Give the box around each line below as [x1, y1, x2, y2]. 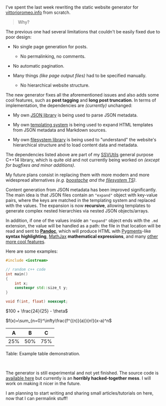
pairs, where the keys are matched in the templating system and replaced [5, 198, 156, 203]
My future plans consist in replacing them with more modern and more [5, 172, 150, 178]
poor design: [5, 34, 32, 40]
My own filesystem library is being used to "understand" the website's [12, 137, 157, 142]
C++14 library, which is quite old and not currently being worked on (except [5, 157, 160, 163]
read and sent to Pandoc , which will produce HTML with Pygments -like [5, 228, 151, 234]
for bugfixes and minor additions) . [5, 162, 76, 168]
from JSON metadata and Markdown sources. [12, 127, 107, 133]
